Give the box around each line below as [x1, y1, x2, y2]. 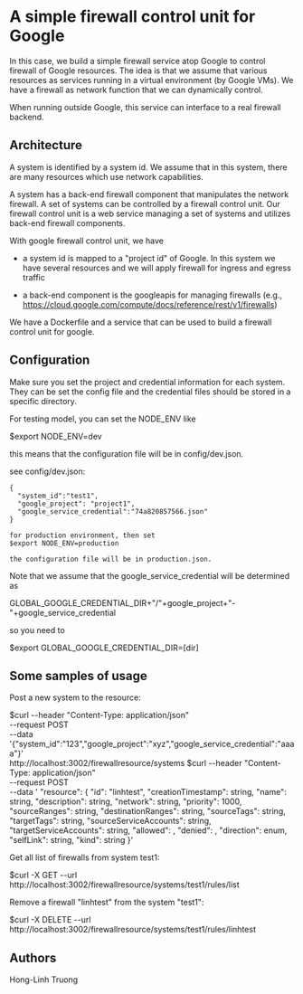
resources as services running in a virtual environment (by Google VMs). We [9, 74, 294, 85]
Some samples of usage [9, 667, 147, 684]
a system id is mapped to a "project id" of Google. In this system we [22, 252, 276, 263]
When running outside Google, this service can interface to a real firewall [9, 101, 282, 112]
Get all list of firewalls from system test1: [9, 852, 160, 863]
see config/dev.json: [9, 466, 86, 477]
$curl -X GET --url [9, 870, 78, 881]
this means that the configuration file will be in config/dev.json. [9, 448, 244, 459]
